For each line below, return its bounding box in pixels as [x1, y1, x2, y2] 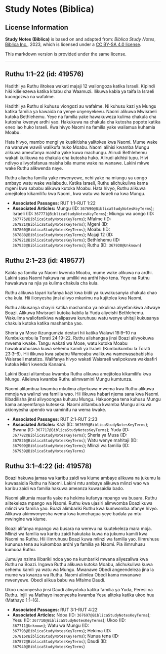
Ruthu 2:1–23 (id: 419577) [5, 256, 85, 265]
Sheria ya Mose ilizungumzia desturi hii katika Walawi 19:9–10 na [5, 329, 137, 335]
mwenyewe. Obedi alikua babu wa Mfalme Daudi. [5, 577, 106, 583]
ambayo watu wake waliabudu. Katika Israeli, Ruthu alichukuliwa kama [5, 180, 148, 186]
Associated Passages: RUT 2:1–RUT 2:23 [12, 416, 98, 422]
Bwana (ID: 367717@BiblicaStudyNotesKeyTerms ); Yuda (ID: [12, 426, 130, 433]
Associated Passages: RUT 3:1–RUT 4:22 [12, 607, 98, 613]
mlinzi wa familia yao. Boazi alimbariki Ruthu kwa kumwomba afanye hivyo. [5, 505, 158, 512]
